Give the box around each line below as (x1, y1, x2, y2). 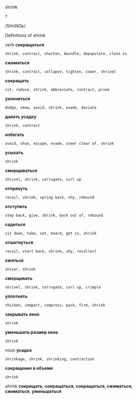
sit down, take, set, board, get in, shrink (5, 231, 97, 236)
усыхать (5, 150, 23, 155)
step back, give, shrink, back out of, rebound (5, 213, 103, 218)
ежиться (5, 258, 24, 263)
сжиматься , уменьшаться (5, 388, 62, 394)
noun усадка (5, 347, 32, 353)
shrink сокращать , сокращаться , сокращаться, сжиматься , (5, 383, 133, 389)
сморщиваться (5, 168, 38, 173)
